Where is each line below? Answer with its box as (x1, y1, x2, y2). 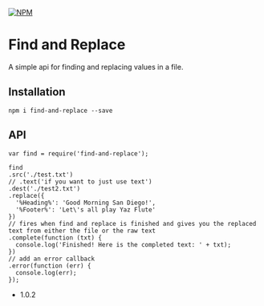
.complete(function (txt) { (8, 233, 103, 242)
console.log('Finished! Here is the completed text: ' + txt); (15, 240, 231, 248)
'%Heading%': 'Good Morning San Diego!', (15, 199, 156, 207)
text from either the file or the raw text (8, 227, 156, 235)
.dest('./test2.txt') (8, 184, 81, 192)
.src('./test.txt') (8, 171, 74, 179)
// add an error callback (8, 255, 95, 263)
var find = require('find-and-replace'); (8, 149, 149, 158)
